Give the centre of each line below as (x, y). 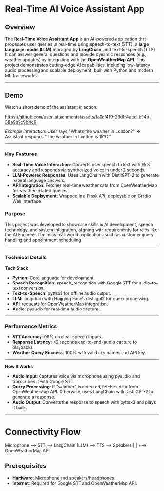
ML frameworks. (21, 75)
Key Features (21, 154)
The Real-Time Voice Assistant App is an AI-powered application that (76, 39)
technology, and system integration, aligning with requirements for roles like (81, 230)
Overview (20, 27)
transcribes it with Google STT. (43, 381)
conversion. (33, 288)
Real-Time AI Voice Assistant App (75, 9)
